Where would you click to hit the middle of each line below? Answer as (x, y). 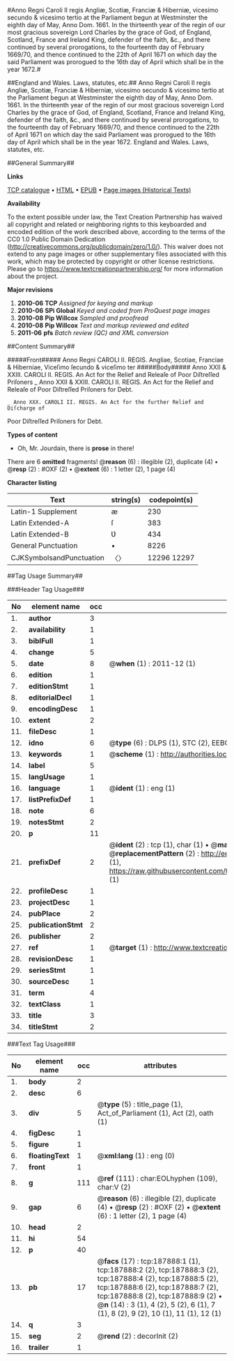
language (45, 788)
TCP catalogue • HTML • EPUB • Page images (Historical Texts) (99, 190)
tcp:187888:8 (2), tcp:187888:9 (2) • (160, 1296)
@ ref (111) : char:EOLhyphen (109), (157, 1178)
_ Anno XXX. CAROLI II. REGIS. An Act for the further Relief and (106, 402)
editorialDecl (50, 698)
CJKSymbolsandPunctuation (57, 558)
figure (39, 1144)
